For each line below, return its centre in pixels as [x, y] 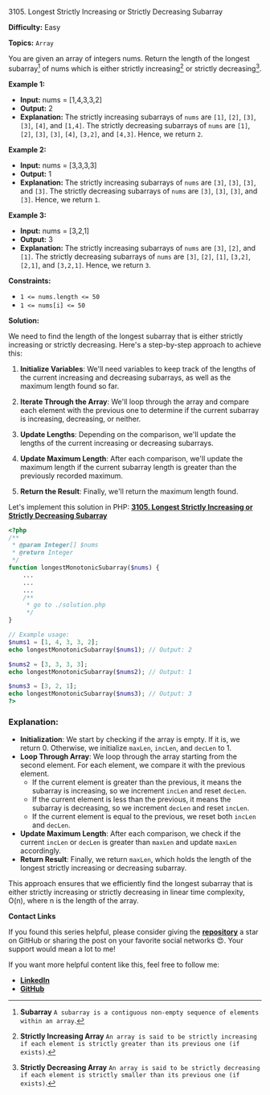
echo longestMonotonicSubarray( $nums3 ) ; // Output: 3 [100, 694]
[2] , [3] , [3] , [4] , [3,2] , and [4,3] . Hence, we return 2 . [111, 134]
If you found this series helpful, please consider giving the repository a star [133, 932]
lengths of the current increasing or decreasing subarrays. [117, 443]
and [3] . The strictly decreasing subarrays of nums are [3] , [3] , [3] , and [139, 191]
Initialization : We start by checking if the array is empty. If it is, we [130, 739]
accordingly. [41, 851]
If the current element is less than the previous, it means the [131, 799]
